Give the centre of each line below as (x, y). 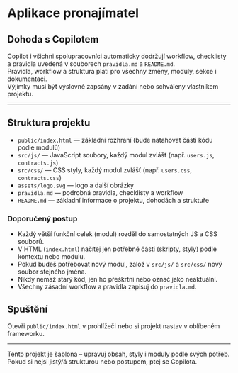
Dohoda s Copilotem (53, 39)
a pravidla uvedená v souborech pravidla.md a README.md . (91, 64)
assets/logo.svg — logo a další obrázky (76, 185)
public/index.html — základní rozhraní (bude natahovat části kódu (115, 140)
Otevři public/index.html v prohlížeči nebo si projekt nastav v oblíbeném (114, 326)
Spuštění (28, 309)
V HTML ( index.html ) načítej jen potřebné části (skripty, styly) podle (117, 249)
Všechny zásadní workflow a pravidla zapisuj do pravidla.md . (107, 287)
